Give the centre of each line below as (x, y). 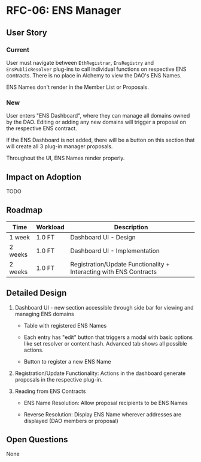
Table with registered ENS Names (65, 325)
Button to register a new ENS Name (67, 361)
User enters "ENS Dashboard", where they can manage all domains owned (98, 116)
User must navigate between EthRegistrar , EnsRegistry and (80, 62)
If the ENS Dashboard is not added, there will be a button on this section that (100, 140)
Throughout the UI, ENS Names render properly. (66, 158)
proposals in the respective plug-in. (59, 379)
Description (131, 227)
